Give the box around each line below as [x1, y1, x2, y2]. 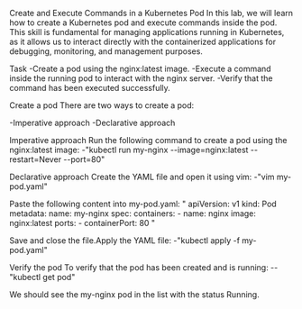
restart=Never [9, 154, 61, 165]
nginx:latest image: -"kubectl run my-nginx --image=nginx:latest [9, 144, 249, 155]
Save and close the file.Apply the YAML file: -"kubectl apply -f [9, 235, 241, 246]
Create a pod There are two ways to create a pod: [9, 100, 195, 111]
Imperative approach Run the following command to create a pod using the [9, 135, 288, 145]
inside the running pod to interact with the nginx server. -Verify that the [9, 73, 273, 84]
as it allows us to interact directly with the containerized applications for [9, 36, 277, 47]
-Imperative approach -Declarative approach [9, 117, 176, 128]
